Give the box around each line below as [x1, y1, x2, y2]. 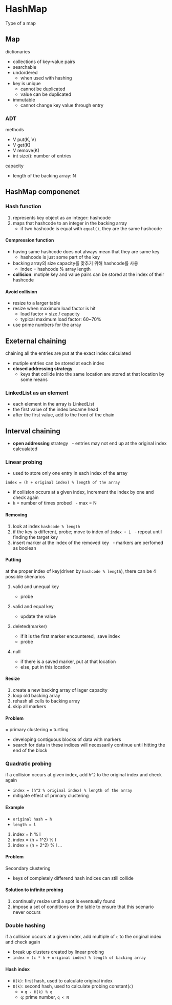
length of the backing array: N [12, 173, 76, 179]
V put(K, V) [12, 136, 37, 143]
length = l [12, 822, 36, 827]
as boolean [12, 545, 37, 551]
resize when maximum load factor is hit [12, 306, 96, 312]
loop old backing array [12, 692, 60, 698]
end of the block [12, 747, 48, 754]
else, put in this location [20, 664, 71, 670]
